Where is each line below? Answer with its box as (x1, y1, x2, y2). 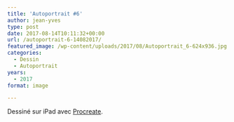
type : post (7, 23, 39, 30)
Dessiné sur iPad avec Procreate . (7, 107, 103, 116)
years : (7, 69, 27, 76)
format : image (7, 82, 49, 89)
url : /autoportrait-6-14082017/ (7, 36, 102, 43)
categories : (7, 50, 42, 57)
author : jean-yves (7, 17, 61, 24)
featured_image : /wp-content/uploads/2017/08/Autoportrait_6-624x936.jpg (7, 43, 228, 50)
